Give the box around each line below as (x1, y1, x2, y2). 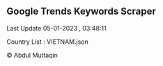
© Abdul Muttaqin (6, 51, 59, 59)
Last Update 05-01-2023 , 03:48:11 (6, 24, 107, 32)
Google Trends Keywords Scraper (6, 6, 156, 17)
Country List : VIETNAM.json (6, 38, 88, 46)
